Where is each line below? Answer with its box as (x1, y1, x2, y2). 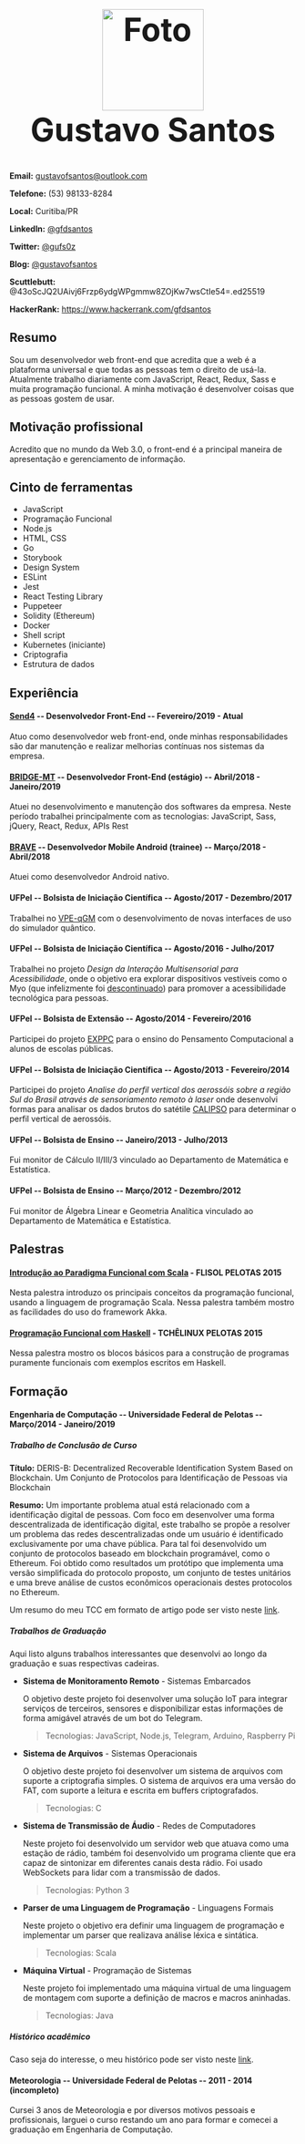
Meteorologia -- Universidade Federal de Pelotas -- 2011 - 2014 (9, 2075, 253, 2086)
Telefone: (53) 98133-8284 (9, 188, 114, 199)
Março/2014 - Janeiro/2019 (9, 1418, 116, 1430)
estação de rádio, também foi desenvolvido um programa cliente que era (22, 1848, 296, 1859)
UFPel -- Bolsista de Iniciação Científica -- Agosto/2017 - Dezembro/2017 (9, 892, 293, 902)
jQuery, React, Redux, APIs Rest (9, 820, 129, 831)
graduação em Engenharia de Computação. (9, 2124, 173, 2135)
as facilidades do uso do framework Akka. (9, 1306, 168, 1317)
